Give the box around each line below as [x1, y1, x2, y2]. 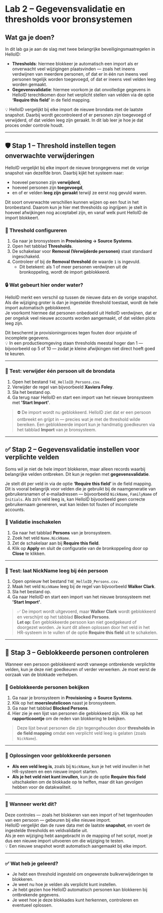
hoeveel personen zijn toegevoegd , [12, 184, 84, 190]
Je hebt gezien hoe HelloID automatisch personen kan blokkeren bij [12, 887, 147, 893]
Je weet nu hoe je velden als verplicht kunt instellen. [12, 882, 117, 888]
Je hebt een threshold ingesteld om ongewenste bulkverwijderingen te [12, 871, 154, 877]
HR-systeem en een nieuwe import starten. [12, 769, 98, 774]
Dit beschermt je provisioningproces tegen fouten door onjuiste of [5, 330, 137, 336]
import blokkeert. [5, 215, 40, 221]
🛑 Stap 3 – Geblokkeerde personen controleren [5, 648, 149, 657]
